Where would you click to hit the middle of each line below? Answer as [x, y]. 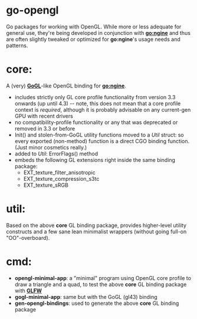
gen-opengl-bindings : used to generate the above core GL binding [97, 303]
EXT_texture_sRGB [46, 185]
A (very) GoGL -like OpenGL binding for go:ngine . [66, 86]
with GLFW [28, 291]
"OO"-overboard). [28, 237]
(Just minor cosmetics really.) [51, 147]
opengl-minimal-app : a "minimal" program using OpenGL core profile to [103, 278]
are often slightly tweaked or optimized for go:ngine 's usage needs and [93, 39]
